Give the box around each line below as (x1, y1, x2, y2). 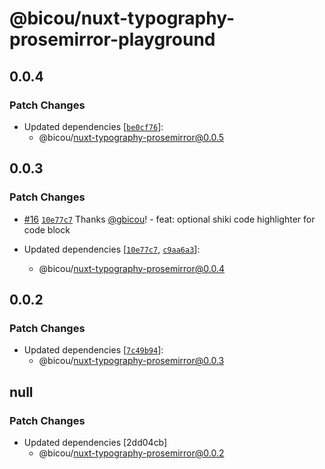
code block (23, 223, 71, 236)
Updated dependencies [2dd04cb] (23, 436, 168, 448)
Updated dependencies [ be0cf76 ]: (23, 120, 164, 132)
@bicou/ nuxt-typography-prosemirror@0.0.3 (38, 355, 225, 367)
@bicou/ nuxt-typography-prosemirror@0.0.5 (38, 131, 225, 143)
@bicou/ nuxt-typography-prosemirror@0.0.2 (38, 447, 225, 459)
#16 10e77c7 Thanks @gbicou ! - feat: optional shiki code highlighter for (23, 213, 316, 225)
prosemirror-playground (9, 28, 216, 51)
